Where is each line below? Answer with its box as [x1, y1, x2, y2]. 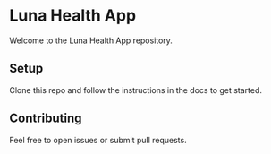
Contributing [9, 111, 82, 126]
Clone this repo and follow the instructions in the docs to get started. [9, 84, 262, 95]
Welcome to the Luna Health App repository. [9, 35, 173, 46]
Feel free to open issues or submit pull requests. [9, 134, 187, 145]
